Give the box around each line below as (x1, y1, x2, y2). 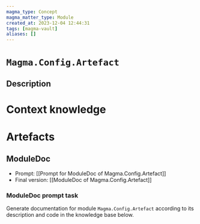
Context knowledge (6, 103, 106, 116)
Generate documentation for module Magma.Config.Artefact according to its (6, 205, 194, 212)
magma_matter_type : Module (6, 14, 74, 20)
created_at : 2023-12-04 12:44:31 (6, 20, 90, 26)
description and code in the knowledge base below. (6, 211, 134, 219)
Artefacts (6, 130, 55, 144)
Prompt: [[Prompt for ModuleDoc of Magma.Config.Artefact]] (14, 169, 166, 177)
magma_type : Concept (6, 8, 58, 15)
